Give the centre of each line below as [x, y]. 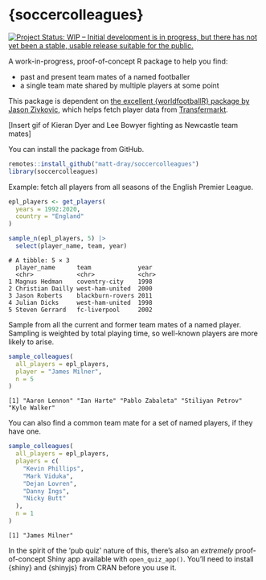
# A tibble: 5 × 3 [39, 260]
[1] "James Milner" [41, 535]
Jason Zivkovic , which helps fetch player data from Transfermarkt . [119, 109]
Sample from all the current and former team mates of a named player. [125, 324]
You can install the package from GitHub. [76, 149]
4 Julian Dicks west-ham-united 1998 [80, 302]
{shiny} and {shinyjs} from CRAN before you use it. [92, 567]
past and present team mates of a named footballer [105, 76]
